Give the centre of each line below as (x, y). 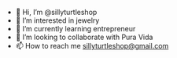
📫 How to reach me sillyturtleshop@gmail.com (92, 46)
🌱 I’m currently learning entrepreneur (76, 29)
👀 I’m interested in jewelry (57, 20)
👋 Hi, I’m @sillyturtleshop (56, 12)
